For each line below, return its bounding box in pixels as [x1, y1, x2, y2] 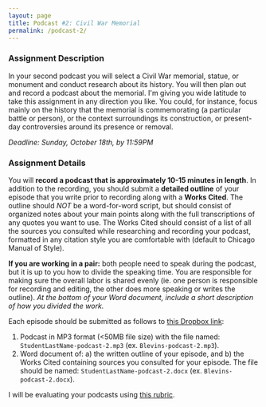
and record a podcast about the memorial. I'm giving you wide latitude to [8, 88, 247, 97]
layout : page [8, 11, 52, 20]
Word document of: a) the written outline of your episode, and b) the [19, 349, 244, 358]
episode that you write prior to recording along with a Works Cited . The [8, 192, 244, 202]
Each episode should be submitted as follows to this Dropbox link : [8, 316, 225, 326]
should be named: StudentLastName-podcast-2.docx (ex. [19, 366, 202, 375]
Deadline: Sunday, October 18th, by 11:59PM [8, 137, 154, 147]
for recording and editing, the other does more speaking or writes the [8, 284, 236, 294]
